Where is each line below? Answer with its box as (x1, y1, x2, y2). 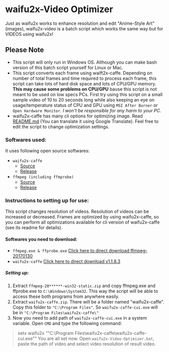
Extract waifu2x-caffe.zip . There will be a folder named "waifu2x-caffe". (12, 298, 165, 304)
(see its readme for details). (5, 225, 63, 231)
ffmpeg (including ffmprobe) (12, 174, 74, 180)
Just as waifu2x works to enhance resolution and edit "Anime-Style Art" (5, 20, 155, 26)
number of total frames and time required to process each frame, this (12, 75, 157, 81)
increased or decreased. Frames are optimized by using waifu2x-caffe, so (5, 214, 159, 220)
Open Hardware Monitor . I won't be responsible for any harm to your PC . (12, 107, 161, 113)
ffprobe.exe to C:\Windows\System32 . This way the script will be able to (12, 288, 158, 294)
